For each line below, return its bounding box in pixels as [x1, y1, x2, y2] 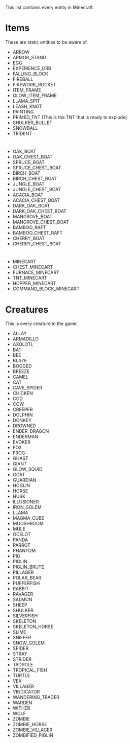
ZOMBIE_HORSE [12, 722, 47, 728]
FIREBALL [12, 76, 34, 82]
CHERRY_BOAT [12, 235, 45, 242]
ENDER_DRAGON [12, 428, 49, 434]
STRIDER [12, 656, 32, 662]
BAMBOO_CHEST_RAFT [12, 230, 63, 236]
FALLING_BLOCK [12, 71, 48, 77]
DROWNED [12, 423, 37, 429]
